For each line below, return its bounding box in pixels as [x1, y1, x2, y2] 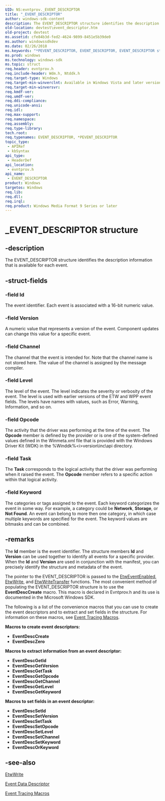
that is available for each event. [5, 262, 69, 268]
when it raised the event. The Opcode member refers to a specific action [5, 472, 153, 478]
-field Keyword [5, 489, 42, 496]
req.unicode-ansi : [5, 103, 43, 108]
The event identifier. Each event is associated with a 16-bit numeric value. [5, 302, 154, 308]
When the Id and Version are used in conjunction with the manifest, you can [5, 559, 160, 564]
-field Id [5, 291, 25, 298]
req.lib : [5, 189, 23, 194]
